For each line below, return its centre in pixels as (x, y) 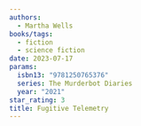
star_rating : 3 (37, 100)
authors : (25, 17)
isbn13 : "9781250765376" (63, 75)
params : (23, 67)
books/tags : (31, 34)
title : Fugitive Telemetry (59, 108)
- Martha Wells (45, 26)
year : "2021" (41, 91)
